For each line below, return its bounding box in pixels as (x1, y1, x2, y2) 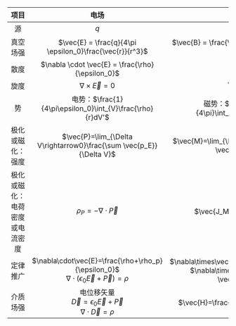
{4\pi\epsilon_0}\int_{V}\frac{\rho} (41, 104, 154, 113)
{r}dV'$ (85, 113, 110, 122)
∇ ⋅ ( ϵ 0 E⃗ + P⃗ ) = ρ (65, 274, 129, 284)
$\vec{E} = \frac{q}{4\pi (58, 38, 137, 47)
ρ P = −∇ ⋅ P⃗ (76, 206, 118, 217)
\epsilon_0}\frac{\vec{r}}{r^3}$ (46, 46, 148, 56)
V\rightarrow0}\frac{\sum (37, 141, 122, 150)
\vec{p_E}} (122, 141, 158, 150)
